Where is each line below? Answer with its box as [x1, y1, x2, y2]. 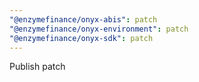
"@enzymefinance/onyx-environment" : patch [9, 24, 189, 34]
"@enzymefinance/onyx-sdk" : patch [9, 33, 154, 43]
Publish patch [9, 61, 66, 73]
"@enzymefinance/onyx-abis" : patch [9, 14, 158, 25]
